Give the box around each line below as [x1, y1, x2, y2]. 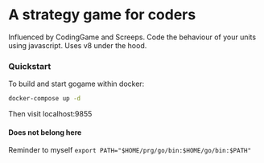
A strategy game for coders [8, 6, 196, 24]
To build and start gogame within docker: [8, 79, 145, 89]
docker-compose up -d [8, 95, 81, 103]
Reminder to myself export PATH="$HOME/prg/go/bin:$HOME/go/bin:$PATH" [8, 145, 252, 155]
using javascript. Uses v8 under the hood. [8, 40, 147, 50]
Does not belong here [8, 127, 82, 137]
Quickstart [8, 60, 52, 71]
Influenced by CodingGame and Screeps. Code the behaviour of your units [8, 32, 256, 42]
